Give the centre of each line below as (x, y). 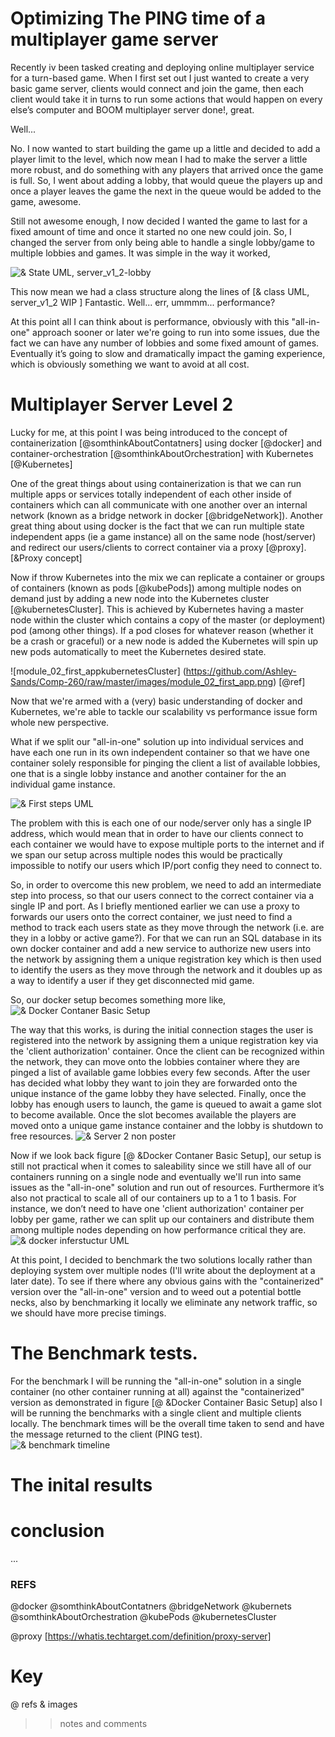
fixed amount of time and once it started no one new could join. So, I (151, 231)
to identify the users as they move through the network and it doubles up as (166, 969)
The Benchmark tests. (104, 1353)
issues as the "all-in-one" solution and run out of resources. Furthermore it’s (167, 1187)
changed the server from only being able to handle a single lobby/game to (162, 242)
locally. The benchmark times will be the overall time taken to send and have (167, 1423)
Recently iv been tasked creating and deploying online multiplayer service (162, 67)
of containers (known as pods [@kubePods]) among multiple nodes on (156, 588)
